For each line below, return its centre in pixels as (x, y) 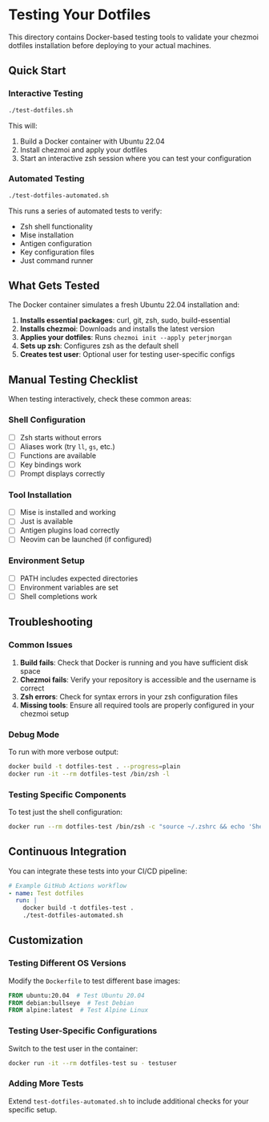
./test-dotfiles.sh (41, 110)
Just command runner (56, 260)
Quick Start (37, 71)
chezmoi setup (44, 713)
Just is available (46, 521)
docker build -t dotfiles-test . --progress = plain (94, 766)
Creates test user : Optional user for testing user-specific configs (127, 354)
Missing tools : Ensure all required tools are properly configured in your (137, 705)
